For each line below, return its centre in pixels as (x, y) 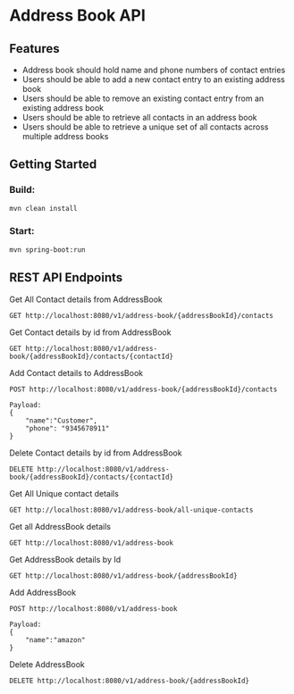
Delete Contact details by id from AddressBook (96, 453)
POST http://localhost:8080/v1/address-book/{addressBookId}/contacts (143, 389)
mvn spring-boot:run (48, 250)
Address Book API (77, 16)
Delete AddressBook (47, 664)
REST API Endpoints (66, 278)
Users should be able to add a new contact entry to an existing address (154, 79)
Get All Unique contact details (64, 493)
